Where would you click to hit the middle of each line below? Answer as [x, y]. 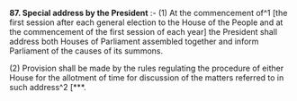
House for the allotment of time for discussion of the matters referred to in [147, 78]
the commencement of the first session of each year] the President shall [143, 32]
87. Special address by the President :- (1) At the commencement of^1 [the [148, 13]
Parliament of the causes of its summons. [86, 51]
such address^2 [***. [48, 87]
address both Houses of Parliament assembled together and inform [134, 41]
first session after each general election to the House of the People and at [146, 22]
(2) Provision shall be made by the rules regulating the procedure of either [147, 68]
